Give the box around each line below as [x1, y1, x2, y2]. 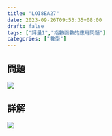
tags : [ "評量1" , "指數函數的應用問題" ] [7, 29, 107, 36]
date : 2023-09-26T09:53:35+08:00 [7, 16, 102, 23]
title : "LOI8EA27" [7, 10, 59, 17]
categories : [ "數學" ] [7, 36, 67, 43]
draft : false [7, 23, 44, 30]
